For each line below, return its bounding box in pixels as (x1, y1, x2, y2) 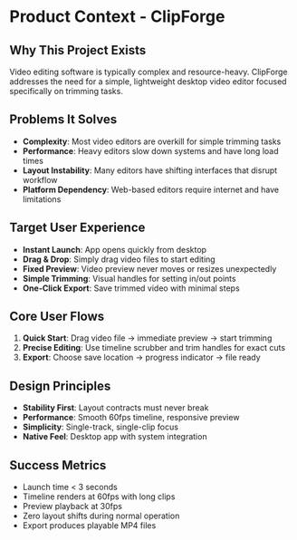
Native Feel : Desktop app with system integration (22, 431, 207, 442)
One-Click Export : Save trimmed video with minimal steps (22, 283, 240, 294)
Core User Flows (9, 309, 105, 324)
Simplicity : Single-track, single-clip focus (22, 421, 179, 432)
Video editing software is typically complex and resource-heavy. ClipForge (9, 66, 288, 77)
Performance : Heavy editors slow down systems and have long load (22, 145, 279, 156)
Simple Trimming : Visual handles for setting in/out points (22, 273, 237, 284)
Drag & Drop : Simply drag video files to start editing (22, 254, 216, 265)
